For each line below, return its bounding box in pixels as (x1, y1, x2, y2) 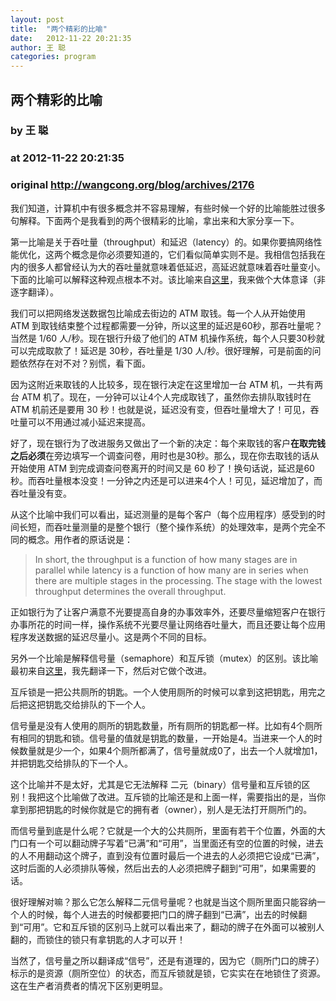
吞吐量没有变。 (10, 487, 72, 499)
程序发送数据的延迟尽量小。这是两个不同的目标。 (10, 631, 212, 643)
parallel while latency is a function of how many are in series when (34, 564, 309, 576)
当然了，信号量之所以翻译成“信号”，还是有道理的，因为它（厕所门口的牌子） (10, 954, 325, 966)
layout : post (10, 14, 65, 25)
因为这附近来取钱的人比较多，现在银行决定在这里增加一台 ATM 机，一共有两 (10, 378, 324, 390)
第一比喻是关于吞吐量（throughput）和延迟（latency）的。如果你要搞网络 (10, 236, 314, 248)
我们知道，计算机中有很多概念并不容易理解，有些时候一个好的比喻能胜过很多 (10, 202, 326, 214)
